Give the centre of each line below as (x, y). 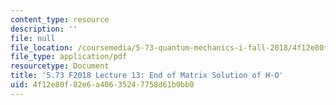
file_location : (42, 47)
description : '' (44, 29)
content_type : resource (60, 19)
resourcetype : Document (60, 66)
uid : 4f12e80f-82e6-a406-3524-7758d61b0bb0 (102, 85)
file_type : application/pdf (69, 57)
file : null (33, 38)
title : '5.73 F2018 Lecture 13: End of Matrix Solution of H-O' (147, 76)
